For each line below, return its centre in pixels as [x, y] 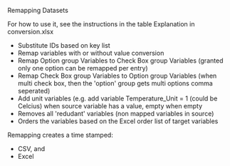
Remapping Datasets [38, 10]
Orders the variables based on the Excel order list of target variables [118, 121]
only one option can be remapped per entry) [83, 68]
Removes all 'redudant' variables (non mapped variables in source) [116, 114]
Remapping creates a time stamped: [61, 135]
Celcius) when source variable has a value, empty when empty [110, 106]
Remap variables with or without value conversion [91, 53]
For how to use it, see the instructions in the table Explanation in [101, 24]
